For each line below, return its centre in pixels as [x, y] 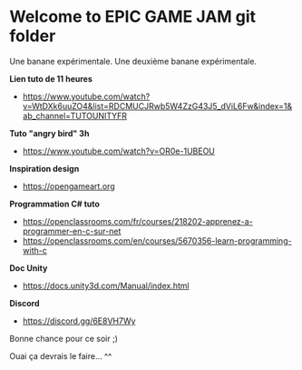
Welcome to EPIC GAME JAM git [133, 17]
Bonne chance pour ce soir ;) [63, 338]
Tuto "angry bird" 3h [49, 133]
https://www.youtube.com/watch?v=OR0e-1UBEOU [119, 151]
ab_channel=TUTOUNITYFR [75, 115]
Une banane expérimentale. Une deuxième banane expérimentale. [133, 61]
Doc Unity [29, 268]
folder [33, 36]
